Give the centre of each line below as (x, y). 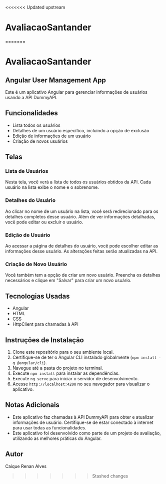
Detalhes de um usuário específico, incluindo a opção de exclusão (81, 130)
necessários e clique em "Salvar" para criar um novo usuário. (68, 281)
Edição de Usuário (28, 235)
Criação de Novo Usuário (36, 264)
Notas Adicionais (32, 405)
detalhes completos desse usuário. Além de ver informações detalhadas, (80, 216)
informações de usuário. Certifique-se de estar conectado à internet (83, 422)
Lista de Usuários (27, 171)
